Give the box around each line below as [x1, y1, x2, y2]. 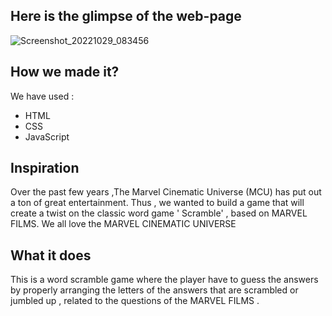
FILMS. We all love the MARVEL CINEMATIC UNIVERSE [10, 218, 237, 230]
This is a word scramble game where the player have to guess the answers [10, 274, 319, 286]
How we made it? [10, 64, 120, 81]
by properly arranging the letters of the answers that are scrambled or [10, 284, 299, 296]
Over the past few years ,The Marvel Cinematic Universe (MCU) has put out [10, 186, 322, 198]
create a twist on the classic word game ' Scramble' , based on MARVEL [10, 207, 308, 219]
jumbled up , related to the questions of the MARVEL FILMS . [10, 295, 260, 307]
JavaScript [24, 130, 70, 143]
